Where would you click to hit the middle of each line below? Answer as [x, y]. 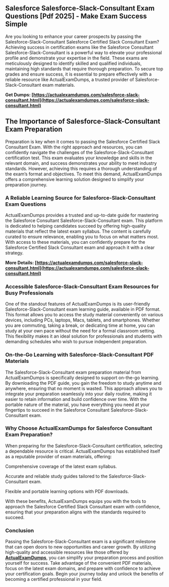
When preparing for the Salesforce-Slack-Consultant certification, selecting [84, 446]
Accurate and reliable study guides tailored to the [57, 476]
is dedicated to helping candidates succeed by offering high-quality [76, 226]
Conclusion [20, 530]
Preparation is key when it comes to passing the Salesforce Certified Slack [83, 141]
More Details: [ [21, 263]
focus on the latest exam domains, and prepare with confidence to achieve [83, 568]
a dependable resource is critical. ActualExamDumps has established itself [83, 451]
